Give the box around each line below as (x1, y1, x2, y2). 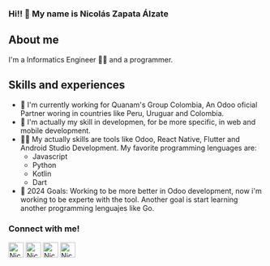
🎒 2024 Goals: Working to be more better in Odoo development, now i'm (19, 186, 262, 195)
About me (8, 33, 59, 47)
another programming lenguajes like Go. (19, 203, 155, 212)
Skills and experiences (8, 78, 126, 92)
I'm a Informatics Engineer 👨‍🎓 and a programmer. (8, 54, 174, 64)
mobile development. (19, 126, 91, 135)
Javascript (32, 151, 68, 161)
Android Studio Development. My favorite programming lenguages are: (19, 143, 257, 152)
